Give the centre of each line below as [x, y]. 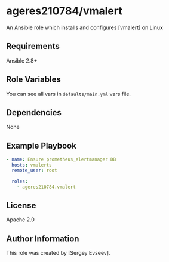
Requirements [33, 46]
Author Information [43, 238]
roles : [20, 181]
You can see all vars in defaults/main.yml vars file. [69, 94]
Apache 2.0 [20, 220]
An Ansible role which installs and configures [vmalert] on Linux [84, 27]
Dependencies [34, 112]
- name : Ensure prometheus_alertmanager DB [61, 159]
